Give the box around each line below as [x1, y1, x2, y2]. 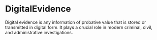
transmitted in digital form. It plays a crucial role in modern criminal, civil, [5, 24, 153, 30]
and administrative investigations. [5, 29, 73, 35]
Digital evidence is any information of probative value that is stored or [5, 19, 146, 25]
